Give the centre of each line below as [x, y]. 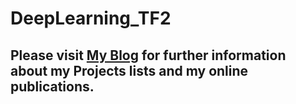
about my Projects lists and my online [129, 70]
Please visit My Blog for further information [148, 55]
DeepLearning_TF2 [91, 18]
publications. [52, 86]
